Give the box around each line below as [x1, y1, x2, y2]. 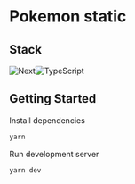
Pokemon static [9, 6, 127, 27]
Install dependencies [9, 114, 86, 126]
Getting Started [9, 91, 97, 106]
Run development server [9, 148, 99, 159]
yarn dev [9, 165, 42, 175]
